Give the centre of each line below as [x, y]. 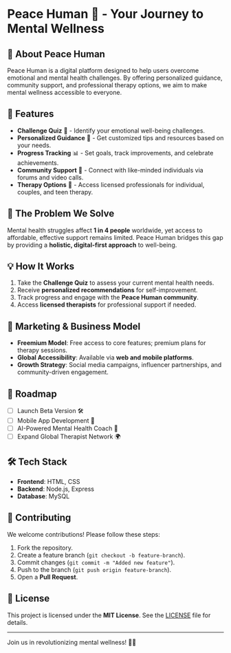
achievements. [38, 163]
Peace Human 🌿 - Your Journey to [106, 14]
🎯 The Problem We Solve [61, 213]
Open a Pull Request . [47, 577]
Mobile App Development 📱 [56, 421]
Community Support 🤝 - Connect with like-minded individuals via [110, 170]
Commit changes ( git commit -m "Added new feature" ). [96, 562]
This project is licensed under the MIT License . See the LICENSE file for [109, 615]
